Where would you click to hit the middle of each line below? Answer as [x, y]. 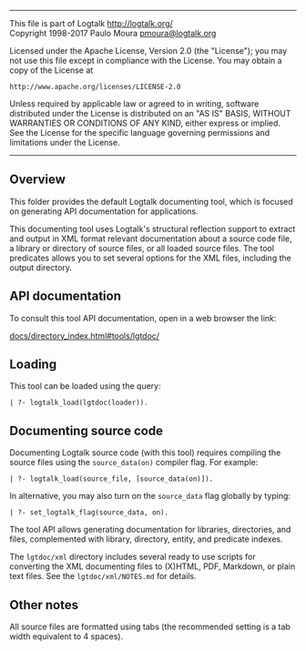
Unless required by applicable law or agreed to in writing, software [134, 104]
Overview [38, 180]
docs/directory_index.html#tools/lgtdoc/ [85, 336]
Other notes [44, 605]
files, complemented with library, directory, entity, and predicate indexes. [147, 539]
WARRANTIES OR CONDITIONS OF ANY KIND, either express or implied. [145, 123]
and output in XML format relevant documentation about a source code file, [151, 239]
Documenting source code [87, 430]
